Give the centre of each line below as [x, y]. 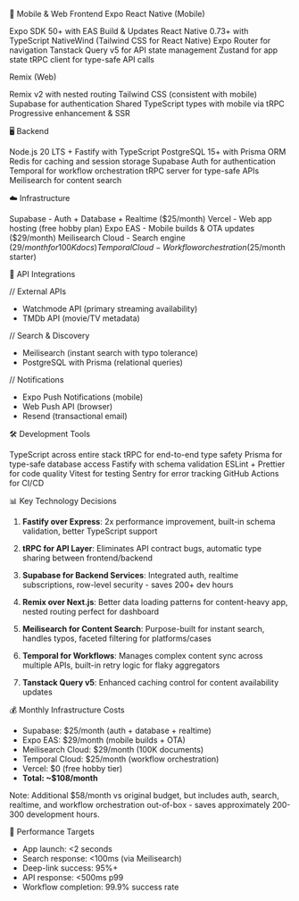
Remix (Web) [33, 77]
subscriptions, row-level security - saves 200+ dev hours [128, 585]
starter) [23, 257]
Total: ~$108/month [60, 778]
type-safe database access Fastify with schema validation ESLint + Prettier [147, 464]
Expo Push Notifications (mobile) [83, 397]
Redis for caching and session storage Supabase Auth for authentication [143, 161]
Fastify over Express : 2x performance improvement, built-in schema [149, 522]
